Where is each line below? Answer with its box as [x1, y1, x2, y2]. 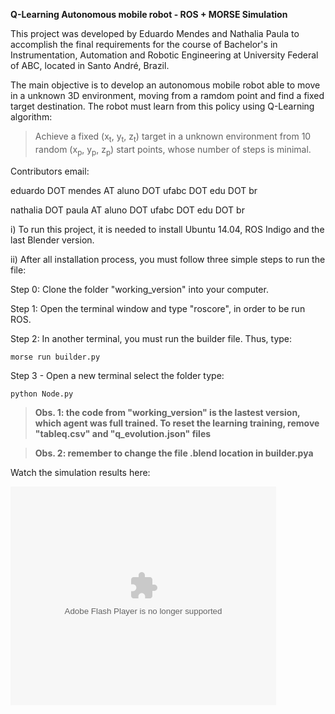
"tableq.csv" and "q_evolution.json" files [34, 427, 212, 439]
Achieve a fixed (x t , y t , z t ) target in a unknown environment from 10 [34, 130, 312, 144]
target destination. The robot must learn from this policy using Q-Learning [10, 100, 315, 112]
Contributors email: [10, 165, 90, 177]
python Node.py [10, 389, 74, 399]
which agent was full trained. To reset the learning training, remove [34, 417, 320, 429]
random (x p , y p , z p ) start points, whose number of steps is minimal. [34, 143, 312, 158]
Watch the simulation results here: [10, 466, 151, 478]
